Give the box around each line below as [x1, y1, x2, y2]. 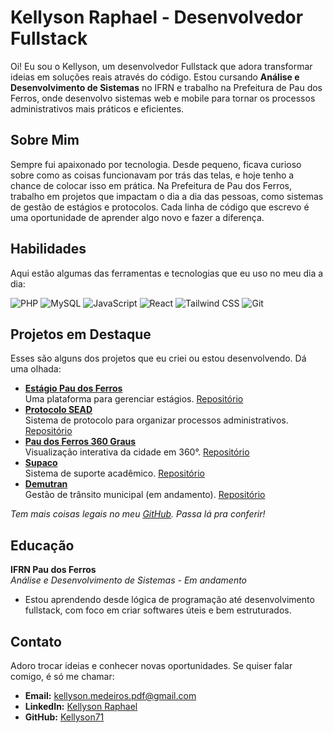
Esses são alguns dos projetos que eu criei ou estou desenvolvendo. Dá [10, 352, 307, 365]
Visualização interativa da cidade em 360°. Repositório [24, 446, 250, 458]
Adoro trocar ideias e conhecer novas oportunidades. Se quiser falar [10, 660, 293, 671]
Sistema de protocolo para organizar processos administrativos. [24, 414, 289, 426]
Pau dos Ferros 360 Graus [24, 436, 137, 448]
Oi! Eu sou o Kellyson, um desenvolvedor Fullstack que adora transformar [10, 60, 313, 72]
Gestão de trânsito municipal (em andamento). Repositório [24, 489, 266, 501]
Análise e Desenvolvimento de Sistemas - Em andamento [10, 574, 248, 586]
